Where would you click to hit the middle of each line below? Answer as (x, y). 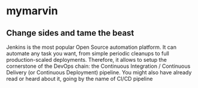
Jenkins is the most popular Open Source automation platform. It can (91, 47)
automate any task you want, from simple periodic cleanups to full (88, 54)
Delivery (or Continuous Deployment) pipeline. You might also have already (99, 72)
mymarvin (32, 11)
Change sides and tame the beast (70, 33)
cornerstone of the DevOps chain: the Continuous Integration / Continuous (98, 66)
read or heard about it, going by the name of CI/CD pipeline (79, 79)
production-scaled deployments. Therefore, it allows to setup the (86, 60)
